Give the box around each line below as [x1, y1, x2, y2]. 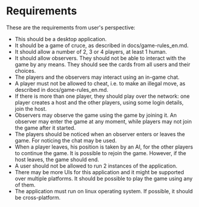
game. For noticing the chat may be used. [14, 137, 117, 144]
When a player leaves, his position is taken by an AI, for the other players [14, 143, 193, 150]
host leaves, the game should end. [14, 156, 99, 163]
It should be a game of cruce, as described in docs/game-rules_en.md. [14, 42, 189, 49]
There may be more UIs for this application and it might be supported [14, 168, 184, 175]
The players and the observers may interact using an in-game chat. [14, 73, 180, 81]
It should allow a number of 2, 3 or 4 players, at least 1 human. [14, 48, 168, 55]
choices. [14, 67, 36, 74]
